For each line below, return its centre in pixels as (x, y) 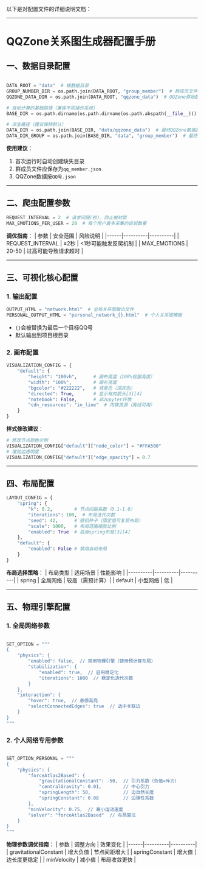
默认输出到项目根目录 (42, 335)
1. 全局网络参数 (28, 626)
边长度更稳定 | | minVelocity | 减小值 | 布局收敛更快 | (71, 860)
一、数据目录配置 (38, 66)
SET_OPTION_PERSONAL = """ (40, 758)
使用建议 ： (20, 148)
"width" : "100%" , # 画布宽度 (73, 382)
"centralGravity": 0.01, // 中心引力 (94, 787)
